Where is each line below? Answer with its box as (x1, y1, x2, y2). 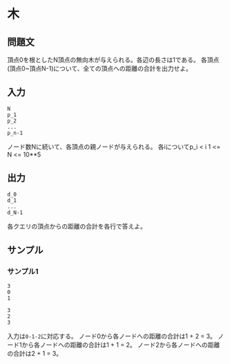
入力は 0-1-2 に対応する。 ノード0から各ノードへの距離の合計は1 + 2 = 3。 (7, 332, 216, 340)
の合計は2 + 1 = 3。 (7, 349, 63, 358)
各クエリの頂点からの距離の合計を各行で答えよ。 (7, 222, 146, 230)
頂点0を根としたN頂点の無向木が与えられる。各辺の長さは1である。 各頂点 (7, 56, 220, 64)
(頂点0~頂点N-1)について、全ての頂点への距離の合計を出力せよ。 (7, 64, 192, 73)
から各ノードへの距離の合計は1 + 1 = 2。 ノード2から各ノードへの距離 (21, 340, 220, 349)
